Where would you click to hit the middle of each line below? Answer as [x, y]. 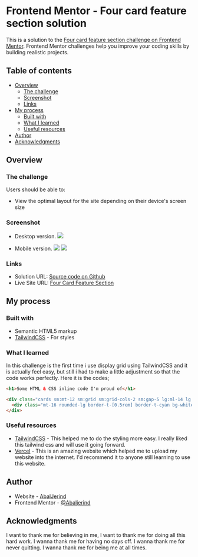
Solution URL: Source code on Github [60, 277]
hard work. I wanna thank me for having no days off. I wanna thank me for [96, 542]
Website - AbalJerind [40, 496]
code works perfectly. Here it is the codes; [58, 378]
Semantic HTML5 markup [46, 331]
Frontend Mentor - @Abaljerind [52, 502]
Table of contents [39, 71]
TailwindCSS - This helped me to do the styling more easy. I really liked [101, 438]
